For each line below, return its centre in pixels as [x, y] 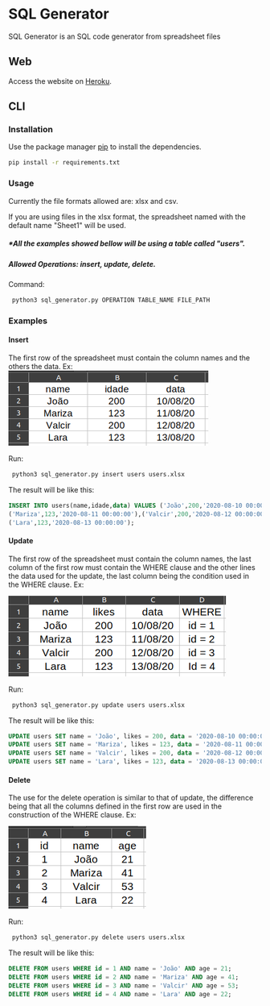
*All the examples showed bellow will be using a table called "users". [127, 243]
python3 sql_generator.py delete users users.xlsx [98, 937]
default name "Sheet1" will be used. [67, 225]
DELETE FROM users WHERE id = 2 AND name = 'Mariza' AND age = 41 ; [124, 977]
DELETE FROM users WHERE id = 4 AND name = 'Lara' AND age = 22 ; [120, 994]
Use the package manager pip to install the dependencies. [105, 147]
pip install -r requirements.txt [64, 163]
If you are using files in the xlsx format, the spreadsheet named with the [127, 216]
